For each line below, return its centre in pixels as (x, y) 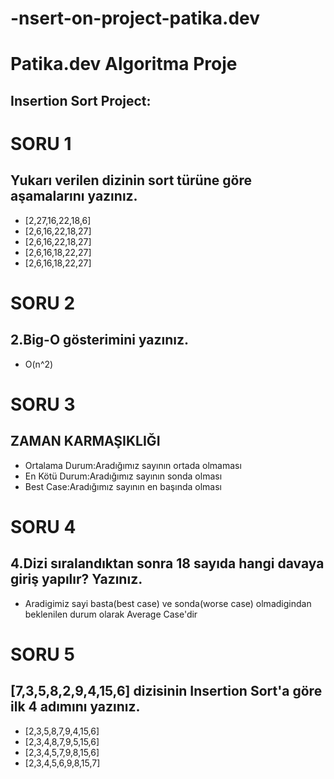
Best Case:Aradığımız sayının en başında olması (123, 486)
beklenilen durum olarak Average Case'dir (111, 614)
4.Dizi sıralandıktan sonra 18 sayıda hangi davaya (167, 563)
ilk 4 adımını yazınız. (75, 707)
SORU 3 (43, 404)
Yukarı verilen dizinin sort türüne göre (131, 180)
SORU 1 (41, 143)
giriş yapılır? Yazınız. (76, 579)
